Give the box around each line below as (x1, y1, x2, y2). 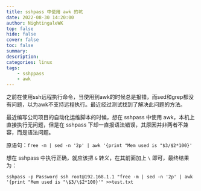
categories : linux (6, 59, 53, 65)
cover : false (6, 37, 39, 43)
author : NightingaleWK (6, 20, 63, 26)
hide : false (6, 31, 36, 37)
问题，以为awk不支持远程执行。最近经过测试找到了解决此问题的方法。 (11, 101, 186, 108)
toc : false (6, 43, 34, 49)
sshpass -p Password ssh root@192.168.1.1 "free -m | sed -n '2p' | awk (6, 174, 193, 180)
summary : (6, 48, 28, 54)
